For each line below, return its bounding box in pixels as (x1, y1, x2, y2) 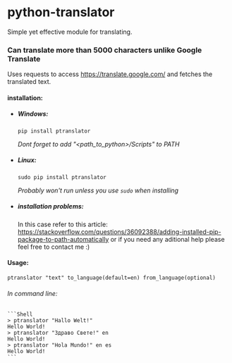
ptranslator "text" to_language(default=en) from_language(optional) (7, 274, 216, 281)
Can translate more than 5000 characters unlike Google (7, 45, 202, 55)
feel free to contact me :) (17, 242, 90, 251)
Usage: (7, 259, 30, 267)
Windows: (17, 110, 49, 118)
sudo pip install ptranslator (17, 173, 107, 180)
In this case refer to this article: (17, 220, 108, 228)
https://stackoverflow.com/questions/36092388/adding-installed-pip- (17, 227, 221, 236)
